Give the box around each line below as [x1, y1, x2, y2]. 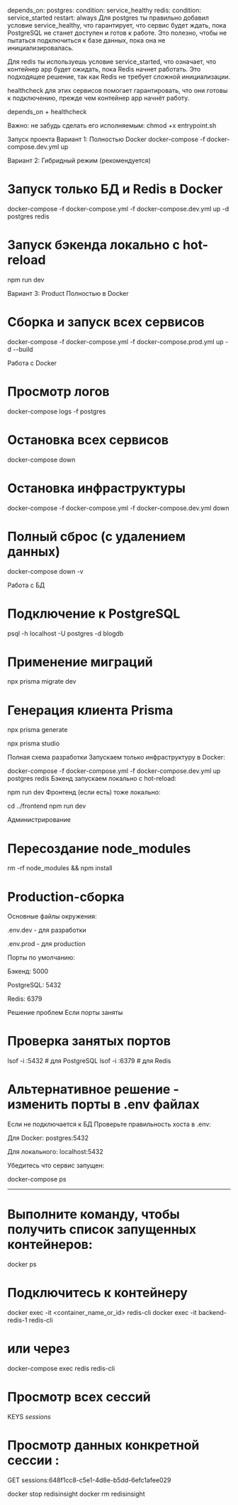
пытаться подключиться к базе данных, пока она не [7, 36, 166, 45]
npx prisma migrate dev [7, 677, 76, 686]
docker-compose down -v [7, 567, 84, 575]
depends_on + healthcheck [7, 108, 87, 116]
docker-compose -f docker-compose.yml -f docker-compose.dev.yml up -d [7, 204, 229, 213]
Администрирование [7, 816, 71, 824]
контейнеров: [7, 1237, 93, 1253]
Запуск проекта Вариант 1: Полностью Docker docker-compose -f [7, 135, 205, 143]
